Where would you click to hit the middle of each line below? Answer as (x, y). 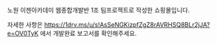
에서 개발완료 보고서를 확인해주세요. (88, 33)
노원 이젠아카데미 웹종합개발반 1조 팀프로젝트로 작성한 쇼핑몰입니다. (98, 10)
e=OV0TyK (23, 33)
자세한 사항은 (25, 25)
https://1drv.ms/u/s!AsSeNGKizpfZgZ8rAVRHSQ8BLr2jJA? (127, 25)
